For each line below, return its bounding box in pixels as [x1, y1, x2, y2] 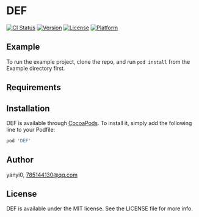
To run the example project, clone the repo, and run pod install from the [6, 58, 190, 65]
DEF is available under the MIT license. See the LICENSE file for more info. [6, 205, 194, 212]
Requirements [6, 82, 61, 93]
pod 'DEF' [6, 137, 32, 144]
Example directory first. [6, 64, 65, 72]
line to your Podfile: [6, 126, 56, 133]
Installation [6, 103, 50, 113]
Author [6, 154, 34, 166]
